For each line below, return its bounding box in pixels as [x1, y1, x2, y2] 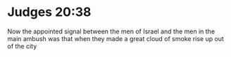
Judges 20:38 [7, 4, 92, 20]
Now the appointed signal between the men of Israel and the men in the [7, 27, 216, 35]
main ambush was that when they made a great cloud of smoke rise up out [7, 34, 224, 42]
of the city [7, 42, 37, 50]
